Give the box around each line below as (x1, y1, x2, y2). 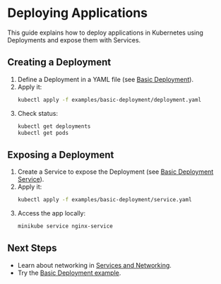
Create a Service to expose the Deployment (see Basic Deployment (17, 167, 214, 176)
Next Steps (7, 242, 57, 254)
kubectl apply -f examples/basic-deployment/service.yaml (17, 196, 192, 203)
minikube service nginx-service (17, 223, 113, 230)
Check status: (17, 109, 59, 117)
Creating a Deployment (7, 57, 112, 69)
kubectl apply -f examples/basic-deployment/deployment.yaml (17, 96, 202, 103)
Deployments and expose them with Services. (7, 35, 141, 44)
